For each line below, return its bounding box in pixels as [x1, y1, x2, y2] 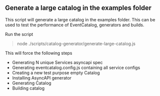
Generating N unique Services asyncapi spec [12, 59, 103, 65]
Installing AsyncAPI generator [12, 75, 72, 80]
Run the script [5, 31, 33, 37]
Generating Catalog [12, 80, 52, 86]
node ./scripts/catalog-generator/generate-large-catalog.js [17, 41, 136, 47]
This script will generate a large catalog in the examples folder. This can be [5, 16, 156, 22]
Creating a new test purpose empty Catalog [12, 70, 100, 76]
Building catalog [12, 85, 45, 91]
